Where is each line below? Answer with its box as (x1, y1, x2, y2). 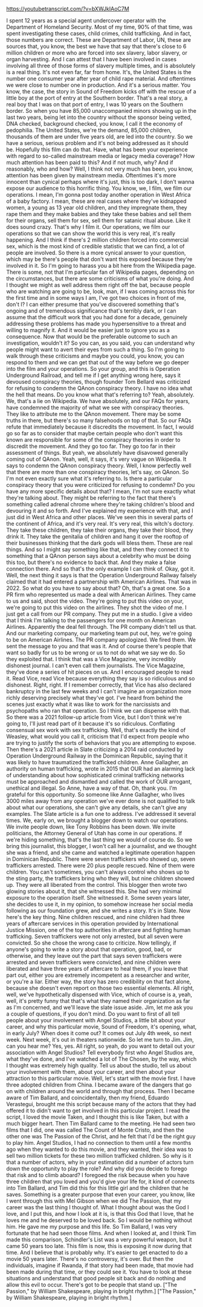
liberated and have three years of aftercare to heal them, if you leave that (6, 965, 188, 972)
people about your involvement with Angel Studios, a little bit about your (6, 1017, 186, 1024)
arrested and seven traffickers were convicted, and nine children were (6, 959, 181, 966)
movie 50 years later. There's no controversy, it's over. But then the (6, 1255, 173, 1262)
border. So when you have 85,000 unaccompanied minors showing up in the (6, 107, 196, 114)
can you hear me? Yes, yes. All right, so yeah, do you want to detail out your (6, 1042, 195, 1050)
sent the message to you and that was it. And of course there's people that (6, 643, 192, 650)
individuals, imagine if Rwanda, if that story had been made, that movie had (6, 1262, 194, 1269)
